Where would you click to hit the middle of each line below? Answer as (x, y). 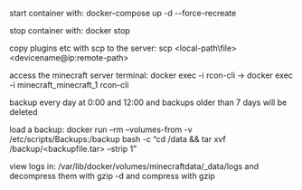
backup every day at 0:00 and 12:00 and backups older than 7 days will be (148, 102)
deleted (24, 112)
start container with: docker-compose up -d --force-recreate (123, 13)
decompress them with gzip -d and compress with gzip (112, 176)
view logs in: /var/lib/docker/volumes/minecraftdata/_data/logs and (134, 166)
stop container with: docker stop (70, 30)
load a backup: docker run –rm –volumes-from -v (101, 129)
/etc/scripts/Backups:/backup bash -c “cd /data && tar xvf (118, 139)
